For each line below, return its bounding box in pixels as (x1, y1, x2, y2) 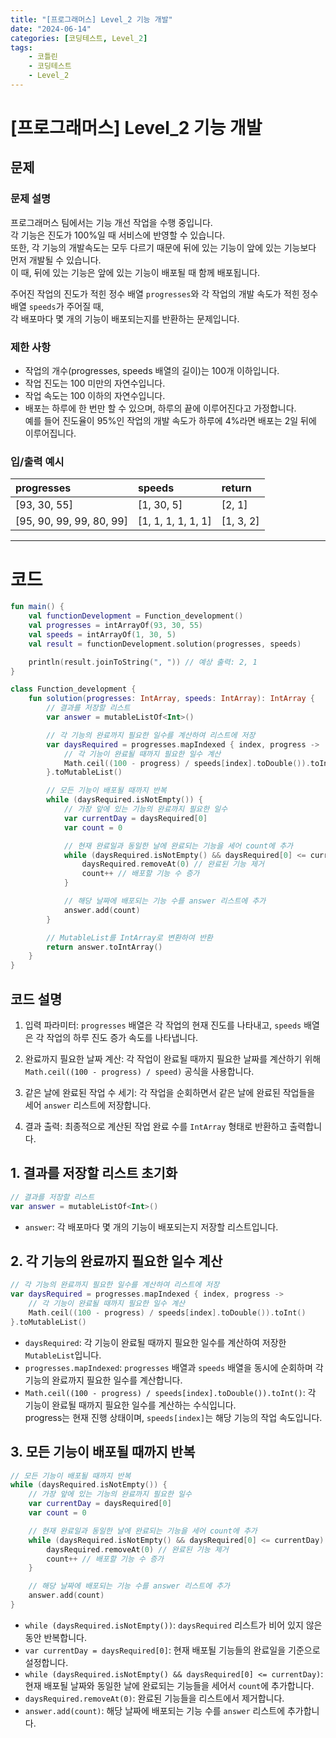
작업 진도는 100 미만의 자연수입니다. (24, 377, 166, 390)
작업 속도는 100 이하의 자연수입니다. (24, 390, 166, 402)
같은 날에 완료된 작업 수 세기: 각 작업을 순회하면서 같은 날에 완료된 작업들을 (24, 1086, 316, 1098)
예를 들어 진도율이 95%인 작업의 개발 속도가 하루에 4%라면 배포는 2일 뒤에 (24, 415, 317, 427)
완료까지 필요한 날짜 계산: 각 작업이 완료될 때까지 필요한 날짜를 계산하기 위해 (24, 1052, 322, 1065)
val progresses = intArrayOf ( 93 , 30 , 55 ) (28, 621, 203, 631)
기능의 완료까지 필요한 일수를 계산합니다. (24, 1374, 183, 1386)
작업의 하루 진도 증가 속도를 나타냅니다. (46, 1031, 199, 1043)
